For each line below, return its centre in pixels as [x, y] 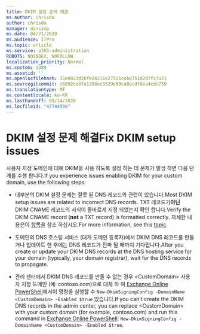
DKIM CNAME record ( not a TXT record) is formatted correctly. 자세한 [100, 217]
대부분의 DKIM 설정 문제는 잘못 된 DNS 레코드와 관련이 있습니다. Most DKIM [103, 195]
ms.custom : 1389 [26, 67]
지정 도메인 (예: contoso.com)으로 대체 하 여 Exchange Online [95, 284]
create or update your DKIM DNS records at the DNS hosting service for [103, 251]
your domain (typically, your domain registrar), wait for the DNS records [103, 258]
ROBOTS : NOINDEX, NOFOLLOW [40, 56]
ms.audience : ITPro [30, 40]
